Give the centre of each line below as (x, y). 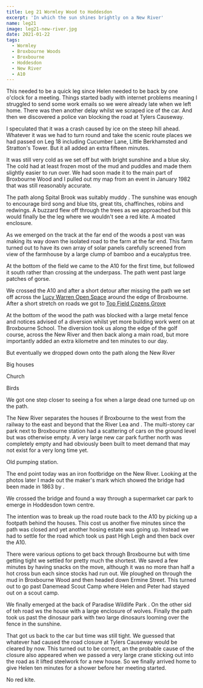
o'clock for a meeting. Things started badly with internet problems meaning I (102, 98)
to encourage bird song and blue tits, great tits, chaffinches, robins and (95, 204)
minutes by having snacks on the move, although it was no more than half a (101, 567)
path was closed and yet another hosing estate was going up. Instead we (98, 530)
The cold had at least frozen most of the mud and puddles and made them (99, 166)
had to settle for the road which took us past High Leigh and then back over (101, 536)
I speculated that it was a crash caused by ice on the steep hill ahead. (93, 129)
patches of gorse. (28, 279)
